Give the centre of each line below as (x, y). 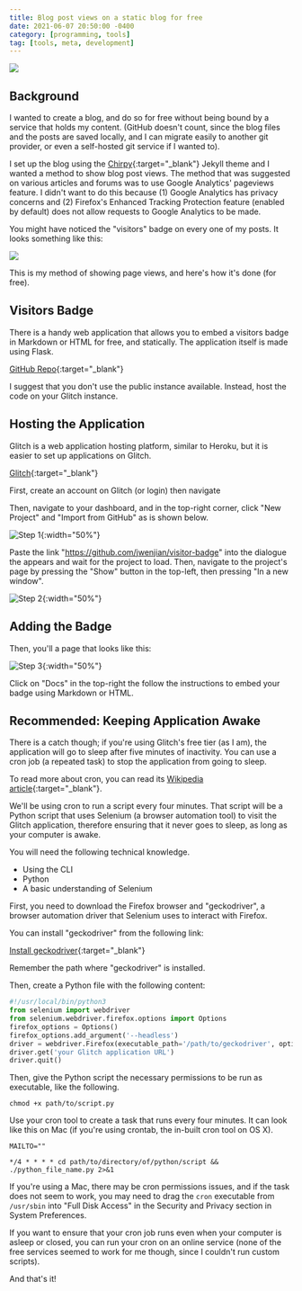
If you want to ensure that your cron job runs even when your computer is (146, 1233)
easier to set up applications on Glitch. (80, 455)
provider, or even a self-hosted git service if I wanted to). (115, 147)
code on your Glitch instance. (64, 396)
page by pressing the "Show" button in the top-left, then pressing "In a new (149, 571)
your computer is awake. (55, 835)
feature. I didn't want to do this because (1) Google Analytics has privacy (144, 193)
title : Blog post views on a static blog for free (106, 18)
